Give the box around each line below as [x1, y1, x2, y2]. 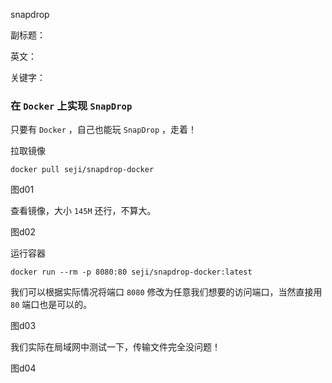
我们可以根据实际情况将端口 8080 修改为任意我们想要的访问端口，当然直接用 [10, 286, 323, 298]
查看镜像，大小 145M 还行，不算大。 [10, 205, 157, 217]
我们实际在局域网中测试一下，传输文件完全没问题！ [10, 341, 221, 353]
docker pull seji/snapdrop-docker [10, 165, 155, 175]
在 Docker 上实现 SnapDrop [10, 99, 133, 113]
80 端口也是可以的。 [10, 299, 93, 311]
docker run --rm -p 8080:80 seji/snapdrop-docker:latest [10, 267, 253, 278]
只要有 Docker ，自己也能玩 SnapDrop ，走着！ [10, 124, 197, 136]
